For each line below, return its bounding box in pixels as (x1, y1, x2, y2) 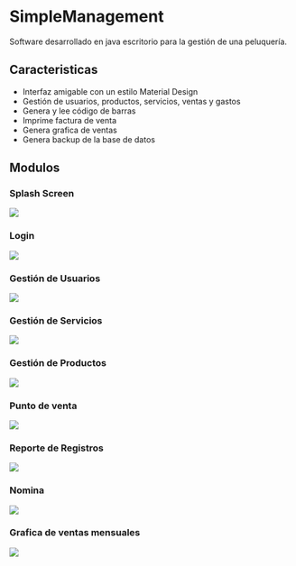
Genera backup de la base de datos (22, 133, 156, 145)
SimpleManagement (9, 6, 164, 27)
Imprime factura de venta (22, 114, 117, 125)
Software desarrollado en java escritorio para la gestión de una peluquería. (9, 36, 287, 47)
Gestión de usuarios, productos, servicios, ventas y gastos (22, 96, 241, 106)
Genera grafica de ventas (22, 124, 117, 135)
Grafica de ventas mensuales (9, 526, 141, 539)
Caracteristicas (9, 62, 98, 78)
